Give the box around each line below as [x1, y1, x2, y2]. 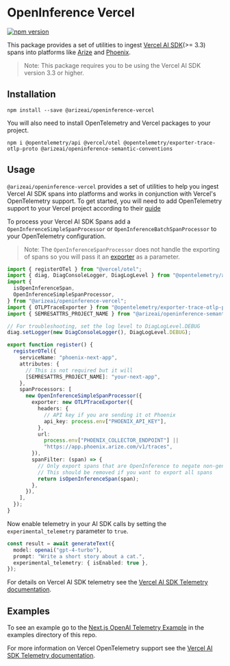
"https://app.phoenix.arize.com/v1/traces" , [43, 444, 173, 451]
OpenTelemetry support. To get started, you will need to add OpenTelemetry [7, 197, 222, 205]
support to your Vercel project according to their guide [7, 204, 161, 212]
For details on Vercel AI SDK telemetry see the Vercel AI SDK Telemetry [7, 578, 209, 586]
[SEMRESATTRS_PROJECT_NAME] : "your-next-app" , [25, 373, 161, 380]
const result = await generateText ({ [7, 540, 115, 547]
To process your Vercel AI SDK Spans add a [7, 217, 131, 226]
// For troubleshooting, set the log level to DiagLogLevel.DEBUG [7, 322, 201, 330]
